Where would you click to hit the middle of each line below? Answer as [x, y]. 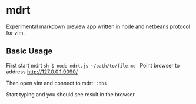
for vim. [15, 32]
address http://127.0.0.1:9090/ [42, 72]
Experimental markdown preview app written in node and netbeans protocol [98, 26]
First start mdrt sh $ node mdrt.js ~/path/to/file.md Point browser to [93, 65]
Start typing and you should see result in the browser [71, 94]
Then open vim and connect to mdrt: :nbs [57, 83]
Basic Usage [29, 51]
